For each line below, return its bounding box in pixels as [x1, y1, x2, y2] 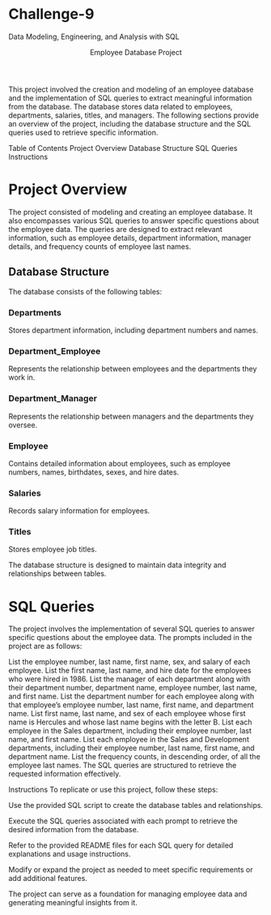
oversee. [8, 419, 38, 430]
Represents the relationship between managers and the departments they [8, 411, 254, 421]
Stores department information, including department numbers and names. [8, 325, 259, 335]
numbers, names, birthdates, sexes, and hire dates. [8, 467, 180, 477]
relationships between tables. [8, 569, 107, 578]
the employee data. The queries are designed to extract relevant [8, 224, 222, 234]
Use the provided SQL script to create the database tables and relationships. [8, 801, 264, 810]
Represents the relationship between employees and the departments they [8, 364, 257, 374]
